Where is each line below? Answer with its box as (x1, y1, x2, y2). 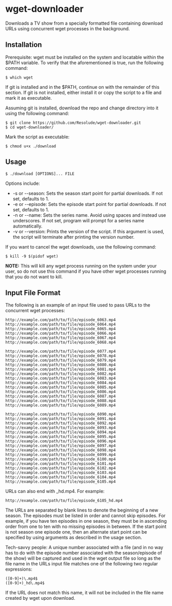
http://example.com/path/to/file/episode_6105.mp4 (5, 479, 116, 484)
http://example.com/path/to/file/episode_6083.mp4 (5, 376, 116, 381)
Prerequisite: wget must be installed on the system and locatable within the (5, 54, 164, 60)
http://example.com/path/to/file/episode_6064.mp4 (5, 322, 116, 327)
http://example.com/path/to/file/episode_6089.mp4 (5, 403, 116, 408)
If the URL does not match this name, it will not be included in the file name (5, 590, 164, 596)
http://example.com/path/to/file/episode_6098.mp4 (5, 448, 116, 453)
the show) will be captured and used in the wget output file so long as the (5, 555, 161, 561)
